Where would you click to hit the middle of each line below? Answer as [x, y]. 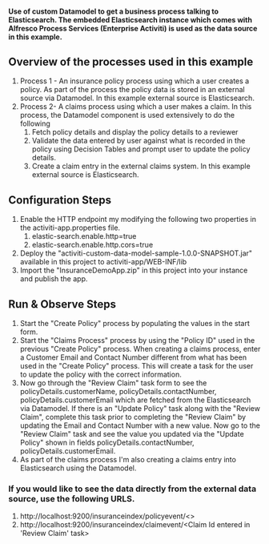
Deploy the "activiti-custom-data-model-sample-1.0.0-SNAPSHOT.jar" [136, 253]
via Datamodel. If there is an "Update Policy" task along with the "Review [140, 409]
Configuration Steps [60, 200]
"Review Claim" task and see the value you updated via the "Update [132, 434]
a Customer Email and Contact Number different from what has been [133, 357]
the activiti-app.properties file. [70, 228]
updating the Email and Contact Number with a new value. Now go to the [140, 425]
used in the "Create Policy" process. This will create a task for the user [137, 366]
